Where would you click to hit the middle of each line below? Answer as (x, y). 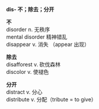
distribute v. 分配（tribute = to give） (51, 99)
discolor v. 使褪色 (27, 72)
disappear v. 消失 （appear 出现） (48, 44)
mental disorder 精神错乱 (37, 37)
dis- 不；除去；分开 (30, 9)
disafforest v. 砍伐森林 (33, 64)
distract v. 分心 (24, 92)
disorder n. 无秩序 (28, 29)
